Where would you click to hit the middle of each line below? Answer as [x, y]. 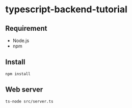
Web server [24, 90]
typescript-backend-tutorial [66, 9]
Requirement [26, 28]
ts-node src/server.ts [29, 101]
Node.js [21, 40]
